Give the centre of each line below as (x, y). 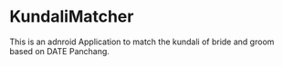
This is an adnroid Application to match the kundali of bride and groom (142, 42)
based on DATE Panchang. (59, 51)
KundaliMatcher (72, 17)
